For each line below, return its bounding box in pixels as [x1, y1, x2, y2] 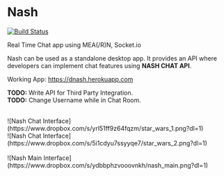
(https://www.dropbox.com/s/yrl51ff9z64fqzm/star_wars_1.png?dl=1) [7, 124, 204, 132]
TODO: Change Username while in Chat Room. [7, 95, 141, 104]
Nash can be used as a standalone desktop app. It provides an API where [7, 54, 218, 63]
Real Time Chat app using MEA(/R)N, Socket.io [7, 40, 141, 49]
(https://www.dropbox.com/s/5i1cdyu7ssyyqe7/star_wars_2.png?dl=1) [7, 138, 207, 147]
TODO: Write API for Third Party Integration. [7, 88, 134, 97]
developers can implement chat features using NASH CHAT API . [7, 61, 192, 70]
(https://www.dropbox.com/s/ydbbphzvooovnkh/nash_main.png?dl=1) [7, 161, 209, 169]
